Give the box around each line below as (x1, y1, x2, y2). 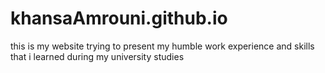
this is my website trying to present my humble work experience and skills (10, 40, 315, 52)
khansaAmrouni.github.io (10, 7, 228, 30)
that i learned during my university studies (10, 50, 185, 62)
